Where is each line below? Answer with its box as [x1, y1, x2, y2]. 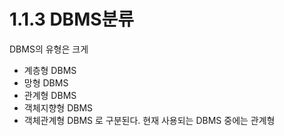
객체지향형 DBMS [23, 101, 94, 114]
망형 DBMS [23, 76, 69, 89]
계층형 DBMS [23, 64, 77, 76]
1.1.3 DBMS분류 [9, 8, 135, 31]
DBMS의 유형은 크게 [9, 43, 89, 55]
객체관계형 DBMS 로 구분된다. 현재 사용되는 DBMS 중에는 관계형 [23, 114, 276, 126]
